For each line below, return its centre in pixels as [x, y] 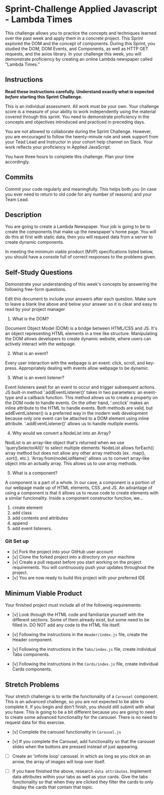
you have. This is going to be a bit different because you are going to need [80, 712]
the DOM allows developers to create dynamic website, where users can [78, 339]
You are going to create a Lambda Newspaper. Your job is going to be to [78, 227]
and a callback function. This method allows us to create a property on [87, 398]
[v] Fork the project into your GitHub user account [63, 552]
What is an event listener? [38, 378]
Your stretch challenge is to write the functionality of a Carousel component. [82, 696]
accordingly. [18, 162]
